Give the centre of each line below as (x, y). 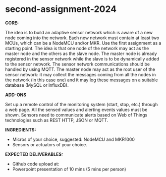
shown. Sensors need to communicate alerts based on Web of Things (76, 115)
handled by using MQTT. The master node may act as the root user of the (80, 69)
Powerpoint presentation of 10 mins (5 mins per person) (69, 169)
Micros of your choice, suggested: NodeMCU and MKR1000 (74, 139)
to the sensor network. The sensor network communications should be (78, 64)
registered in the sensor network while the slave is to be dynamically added (82, 59)
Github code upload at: (36, 164)
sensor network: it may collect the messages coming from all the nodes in (81, 74)
